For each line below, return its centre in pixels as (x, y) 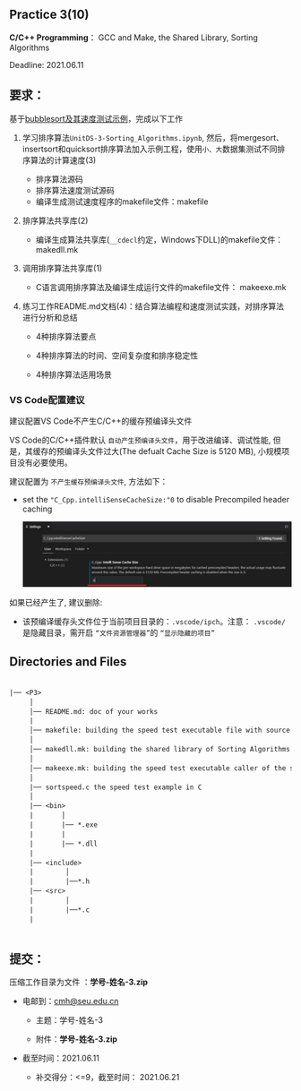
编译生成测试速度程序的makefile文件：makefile (122, 202)
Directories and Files (68, 661)
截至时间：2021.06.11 (61, 1058)
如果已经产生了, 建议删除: (56, 603)
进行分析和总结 (50, 317)
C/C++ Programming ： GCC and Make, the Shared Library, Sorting (133, 37)
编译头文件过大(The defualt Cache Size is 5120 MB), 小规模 (173, 451)
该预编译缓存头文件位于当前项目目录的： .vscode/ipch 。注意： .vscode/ (154, 622)
